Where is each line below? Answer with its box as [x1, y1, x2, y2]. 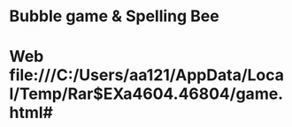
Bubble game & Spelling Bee [9, 6, 219, 26]
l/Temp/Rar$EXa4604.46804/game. [9, 84, 284, 104]
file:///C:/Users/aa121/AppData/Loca [9, 65, 285, 86]
